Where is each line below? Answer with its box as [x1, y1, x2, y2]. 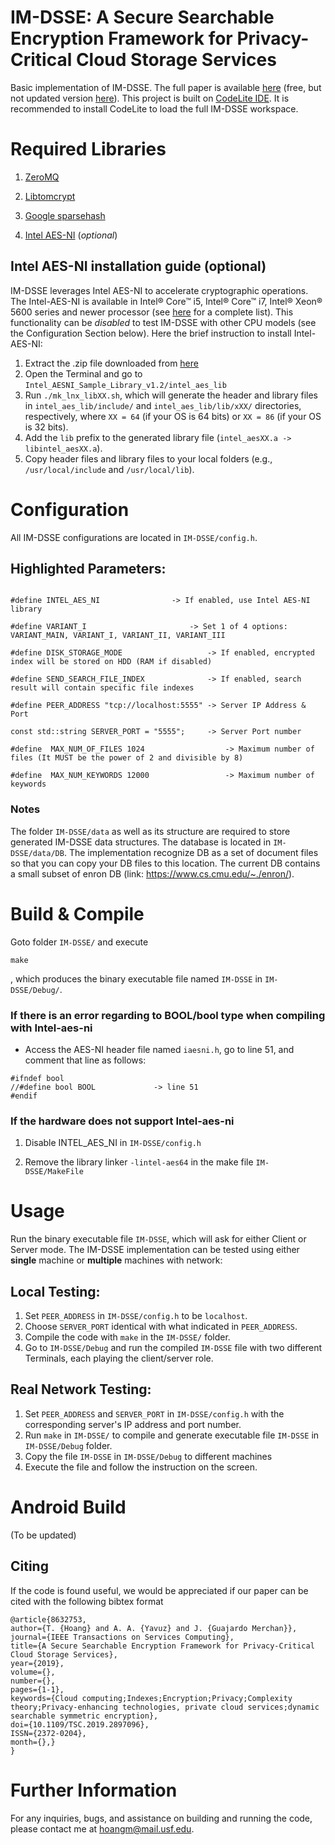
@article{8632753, [10, 1614, 87, 1625]
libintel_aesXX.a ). [24, 442, 103, 454]
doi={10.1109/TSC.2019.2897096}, [10, 1719, 150, 1730]
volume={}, [10, 1667, 56, 1677]
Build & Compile [10, 902, 145, 925]
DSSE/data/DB [10, 848, 65, 858]
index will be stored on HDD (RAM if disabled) [10, 657, 213, 667]
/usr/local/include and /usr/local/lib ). [24, 463, 195, 475]
